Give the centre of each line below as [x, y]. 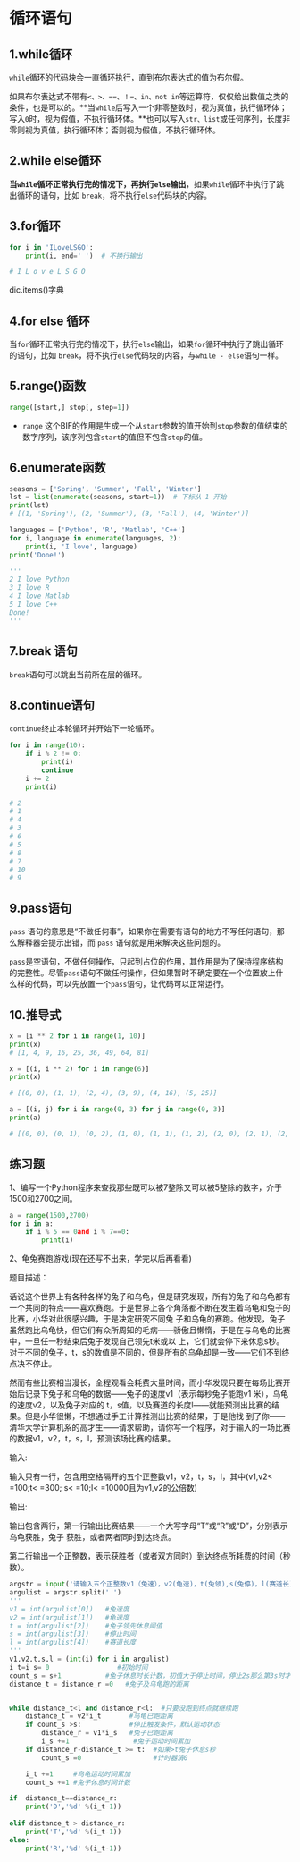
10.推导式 [35, 1015]
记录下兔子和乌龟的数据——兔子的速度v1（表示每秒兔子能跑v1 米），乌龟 [157, 1394]
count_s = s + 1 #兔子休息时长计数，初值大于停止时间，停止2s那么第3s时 [147, 1675]
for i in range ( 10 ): [48, 745]
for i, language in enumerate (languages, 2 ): [95, 538]
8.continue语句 [52, 705]
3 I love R [29, 588]
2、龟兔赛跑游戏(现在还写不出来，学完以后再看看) [100, 1259]
